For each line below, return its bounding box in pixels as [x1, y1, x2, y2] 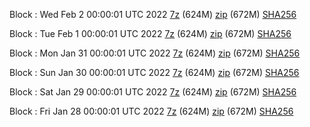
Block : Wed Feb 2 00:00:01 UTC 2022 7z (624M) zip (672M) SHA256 [9, 9, 297, 20]
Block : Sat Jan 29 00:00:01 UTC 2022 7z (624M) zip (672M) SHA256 [9, 86, 297, 98]
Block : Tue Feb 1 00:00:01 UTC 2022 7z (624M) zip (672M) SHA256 [9, 28, 292, 39]
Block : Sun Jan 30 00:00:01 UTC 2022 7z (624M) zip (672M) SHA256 [9, 67, 300, 78]
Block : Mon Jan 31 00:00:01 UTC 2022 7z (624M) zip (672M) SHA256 [9, 47, 301, 59]
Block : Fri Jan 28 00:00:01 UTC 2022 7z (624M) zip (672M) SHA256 [9, 105, 294, 117]
